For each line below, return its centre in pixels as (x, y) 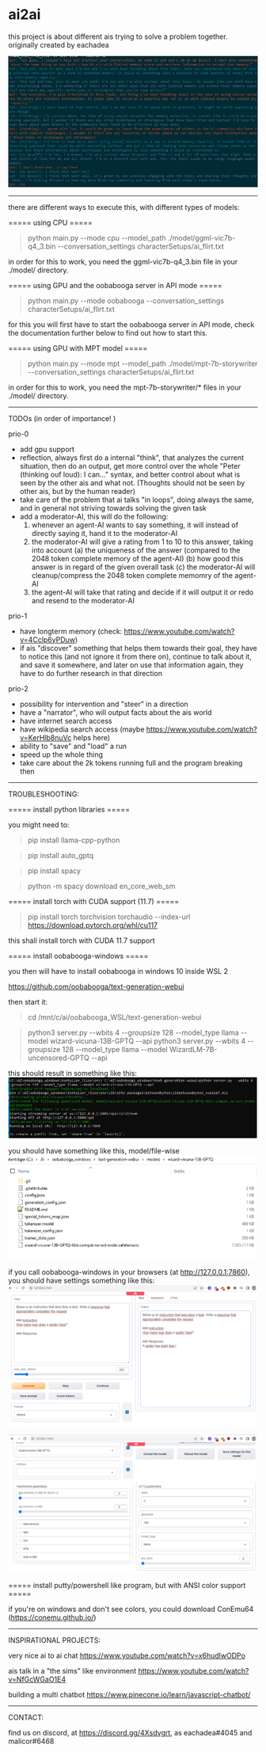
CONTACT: (26, 1717)
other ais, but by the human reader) (78, 491)
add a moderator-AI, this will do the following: (94, 516)
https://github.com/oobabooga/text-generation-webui (96, 986)
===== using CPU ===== (50, 222)
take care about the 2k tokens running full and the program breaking (131, 762)
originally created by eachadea (59, 44)
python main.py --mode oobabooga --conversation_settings (125, 300)
